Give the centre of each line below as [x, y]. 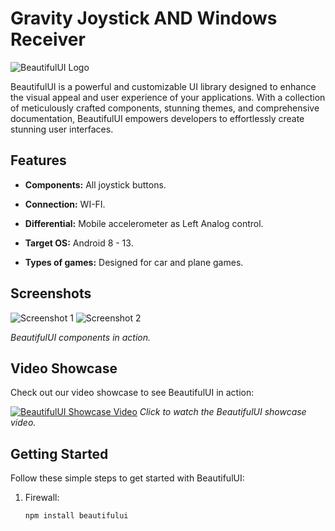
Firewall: [42, 498]
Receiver [48, 39]
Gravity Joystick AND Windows [144, 18]
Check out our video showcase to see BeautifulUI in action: [132, 393]
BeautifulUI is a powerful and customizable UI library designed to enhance [163, 86]
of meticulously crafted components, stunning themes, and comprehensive [165, 108]
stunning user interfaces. [62, 129]
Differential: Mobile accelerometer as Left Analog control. [144, 223]
